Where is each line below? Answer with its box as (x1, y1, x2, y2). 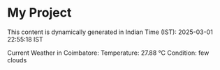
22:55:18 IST (7, 35, 43, 43)
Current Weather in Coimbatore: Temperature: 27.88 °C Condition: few (7, 49, 210, 57)
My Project (7, 5, 72, 21)
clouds (7, 55, 27, 64)
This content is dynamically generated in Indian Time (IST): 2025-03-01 (7, 28, 213, 36)
